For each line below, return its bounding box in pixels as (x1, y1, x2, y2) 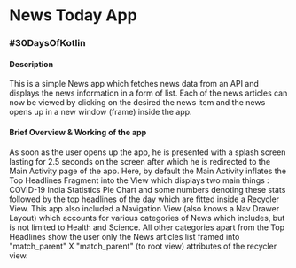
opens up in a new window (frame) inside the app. (9, 107, 192, 118)
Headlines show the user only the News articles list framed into (9, 231, 240, 241)
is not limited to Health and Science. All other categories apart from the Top (9, 222, 285, 233)
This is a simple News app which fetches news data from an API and (9, 79, 260, 89)
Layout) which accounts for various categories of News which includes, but (9, 212, 285, 223)
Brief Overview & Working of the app (9, 126, 147, 137)
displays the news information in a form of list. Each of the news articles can (9, 88, 288, 98)
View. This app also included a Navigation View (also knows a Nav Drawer (9, 203, 280, 213)
